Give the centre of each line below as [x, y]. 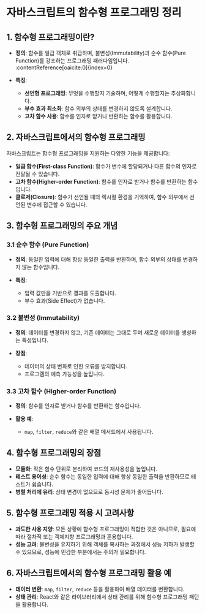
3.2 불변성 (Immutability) [43, 318]
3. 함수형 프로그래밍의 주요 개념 [62, 226]
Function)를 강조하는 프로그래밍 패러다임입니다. [72, 61]
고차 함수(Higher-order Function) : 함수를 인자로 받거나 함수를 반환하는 [101, 181]
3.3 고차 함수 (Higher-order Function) [61, 391]
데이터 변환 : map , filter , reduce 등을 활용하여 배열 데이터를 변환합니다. [100, 589]
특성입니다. [35, 340]
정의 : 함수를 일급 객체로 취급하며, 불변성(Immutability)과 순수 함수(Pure [101, 53]
